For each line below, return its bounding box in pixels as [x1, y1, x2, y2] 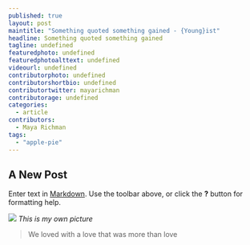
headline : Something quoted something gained [8, 34, 163, 42]
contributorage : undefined [8, 94, 99, 102]
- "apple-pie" [15, 138, 62, 147]
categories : [8, 101, 48, 109]
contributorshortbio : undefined [8, 78, 116, 86]
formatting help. [8, 198, 62, 207]
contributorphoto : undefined [8, 71, 106, 79]
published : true [8, 11, 62, 20]
